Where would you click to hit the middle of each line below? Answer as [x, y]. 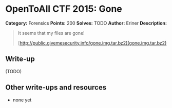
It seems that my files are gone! [51, 33]
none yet [22, 100]
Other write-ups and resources [56, 88]
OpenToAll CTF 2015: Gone [64, 9]
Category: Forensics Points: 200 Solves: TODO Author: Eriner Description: [86, 23]
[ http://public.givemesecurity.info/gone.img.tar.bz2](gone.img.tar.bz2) [92, 43]
